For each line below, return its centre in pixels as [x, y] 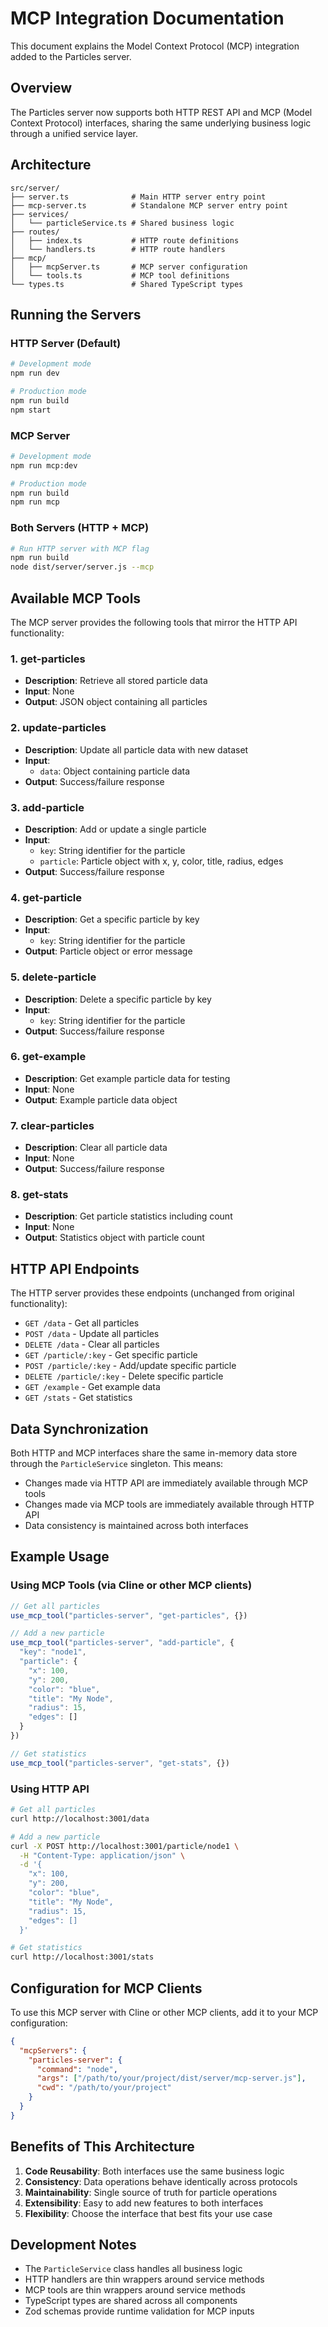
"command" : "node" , [77, 2069]
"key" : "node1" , [53, 1652]
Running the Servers [76, 314]
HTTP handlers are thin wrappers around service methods [144, 2279]
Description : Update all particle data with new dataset [136, 749]
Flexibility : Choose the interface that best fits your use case [148, 2213]
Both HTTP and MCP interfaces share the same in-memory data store [154, 1453]
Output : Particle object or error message [108, 951]
